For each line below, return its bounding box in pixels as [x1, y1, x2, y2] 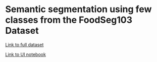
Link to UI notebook [5, 51, 46, 57]
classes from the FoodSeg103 [5, 14, 133, 26]
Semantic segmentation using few [5, 4, 152, 15]
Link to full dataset [5, 41, 44, 47]
